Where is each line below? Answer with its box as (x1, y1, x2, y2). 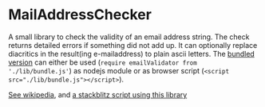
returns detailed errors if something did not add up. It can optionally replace (8, 40, 258, 50)
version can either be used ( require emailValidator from (8, 57, 197, 67)
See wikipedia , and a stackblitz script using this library (8, 89, 188, 99)
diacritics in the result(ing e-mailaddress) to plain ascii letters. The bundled (8, 49, 255, 58)
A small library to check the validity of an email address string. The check (8, 32, 250, 42)
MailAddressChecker (8, 6, 152, 24)
